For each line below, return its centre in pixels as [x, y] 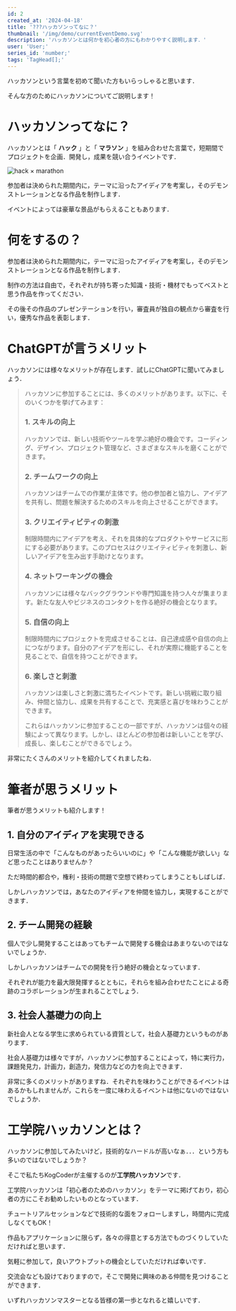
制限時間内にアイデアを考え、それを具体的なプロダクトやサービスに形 [126, 539]
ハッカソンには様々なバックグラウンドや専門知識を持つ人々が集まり [123, 593]
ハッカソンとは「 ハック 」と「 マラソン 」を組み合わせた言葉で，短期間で [116, 147]
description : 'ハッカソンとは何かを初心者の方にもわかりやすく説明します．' [107, 40]
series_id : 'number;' [39, 54]
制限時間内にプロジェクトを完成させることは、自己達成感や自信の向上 [126, 639]
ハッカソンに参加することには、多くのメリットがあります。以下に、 [123, 393]
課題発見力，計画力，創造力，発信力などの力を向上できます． [97, 1066]
